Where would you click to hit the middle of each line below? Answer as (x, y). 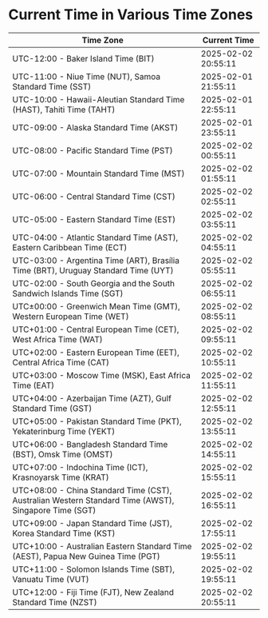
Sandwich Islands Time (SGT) (68, 293)
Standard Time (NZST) (55, 602)
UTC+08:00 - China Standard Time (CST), (92, 490)
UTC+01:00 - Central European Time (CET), (96, 329)
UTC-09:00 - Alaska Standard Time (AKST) (95, 127)
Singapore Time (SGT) (54, 510)
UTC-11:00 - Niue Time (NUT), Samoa (87, 76)
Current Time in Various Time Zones (131, 15)
